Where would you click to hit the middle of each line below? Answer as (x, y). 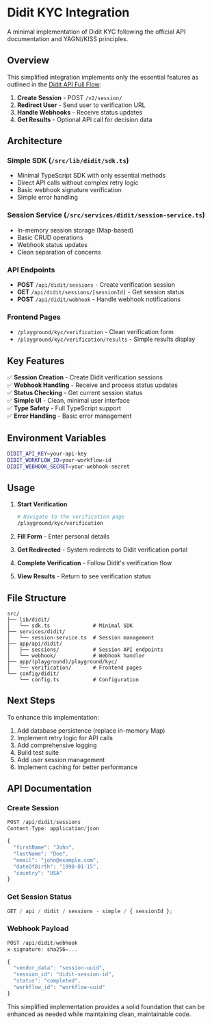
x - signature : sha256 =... (42, 949)
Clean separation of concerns (59, 252)
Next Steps (31, 701)
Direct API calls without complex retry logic (78, 182)
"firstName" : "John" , (44, 848)
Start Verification (42, 504)
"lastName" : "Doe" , (41, 853)
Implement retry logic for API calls (65, 738)
